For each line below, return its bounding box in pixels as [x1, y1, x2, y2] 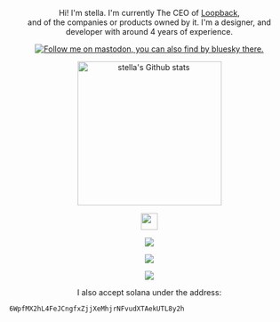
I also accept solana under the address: [76, 287, 222, 297]
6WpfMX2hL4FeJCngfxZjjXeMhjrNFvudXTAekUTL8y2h [9, 304, 185, 313]
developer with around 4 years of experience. [65, 27, 234, 36]
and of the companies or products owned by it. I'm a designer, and [28, 17, 271, 28]
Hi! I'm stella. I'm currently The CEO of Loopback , [59, 8, 240, 18]
